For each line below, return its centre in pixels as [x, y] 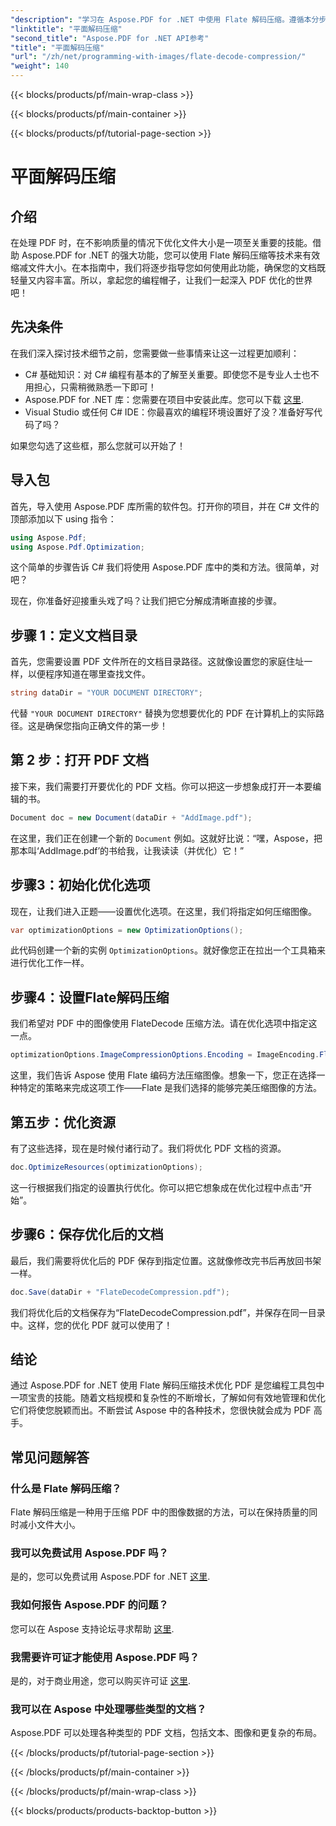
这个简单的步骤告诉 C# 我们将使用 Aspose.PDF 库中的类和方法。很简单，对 [165, 567]
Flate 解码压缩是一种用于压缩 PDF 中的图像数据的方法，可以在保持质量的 [160, 1512]
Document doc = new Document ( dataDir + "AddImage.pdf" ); [131, 817]
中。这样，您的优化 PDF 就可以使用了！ [91, 1325]
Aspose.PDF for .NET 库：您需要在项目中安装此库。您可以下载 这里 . [164, 399]
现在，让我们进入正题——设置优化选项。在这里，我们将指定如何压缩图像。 [163, 911]
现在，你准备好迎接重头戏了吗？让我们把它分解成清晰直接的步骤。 [146, 601]
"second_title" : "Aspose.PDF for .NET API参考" [110, 38]
